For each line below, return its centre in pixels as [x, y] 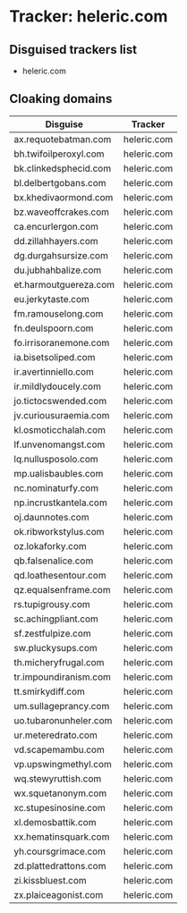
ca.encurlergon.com [56, 226]
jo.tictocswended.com [60, 401]
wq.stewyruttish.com [58, 778]
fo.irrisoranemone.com [62, 342]
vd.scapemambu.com [59, 749]
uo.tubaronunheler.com [63, 720]
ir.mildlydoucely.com [57, 386]
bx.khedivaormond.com [64, 197]
